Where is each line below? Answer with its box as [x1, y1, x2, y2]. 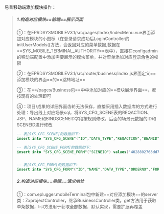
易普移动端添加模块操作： [4, 4, 56, 10]
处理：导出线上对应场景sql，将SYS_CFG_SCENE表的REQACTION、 [16, 109, 152, 115]
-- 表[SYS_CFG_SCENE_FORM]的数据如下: [16, 145, 92, 150]
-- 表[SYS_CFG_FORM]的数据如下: [16, 163, 78, 168]
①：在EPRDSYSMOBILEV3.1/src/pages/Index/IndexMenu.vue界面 [16, 29, 151, 35]
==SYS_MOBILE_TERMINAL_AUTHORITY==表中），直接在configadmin [16, 48, 158, 54]
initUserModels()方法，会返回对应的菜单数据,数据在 [16, 42, 120, 47]
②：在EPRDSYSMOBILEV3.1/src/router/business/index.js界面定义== [16, 70, 156, 76]
